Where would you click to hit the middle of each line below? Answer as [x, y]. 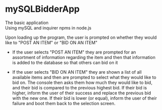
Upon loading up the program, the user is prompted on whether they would [81, 37]
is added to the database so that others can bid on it [65, 62]
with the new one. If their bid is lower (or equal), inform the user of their [84, 98]
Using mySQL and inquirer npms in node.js [48, 27]
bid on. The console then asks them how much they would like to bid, [82, 82]
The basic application [27, 23]
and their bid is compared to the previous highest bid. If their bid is [80, 87]
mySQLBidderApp [42, 9]
